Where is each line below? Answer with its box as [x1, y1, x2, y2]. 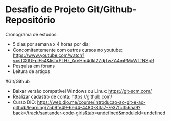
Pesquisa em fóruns [12, 63, 55, 69]
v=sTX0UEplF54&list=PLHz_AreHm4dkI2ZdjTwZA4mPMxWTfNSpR [12, 57, 154, 63]
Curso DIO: [12, 99, 36, 105]
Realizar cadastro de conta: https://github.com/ [12, 93, 112, 100]
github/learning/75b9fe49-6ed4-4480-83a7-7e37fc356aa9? [12, 104, 141, 110]
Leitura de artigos [12, 68, 50, 75]
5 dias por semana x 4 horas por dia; [12, 41, 90, 47]
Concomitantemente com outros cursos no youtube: [12, 46, 123, 53]
